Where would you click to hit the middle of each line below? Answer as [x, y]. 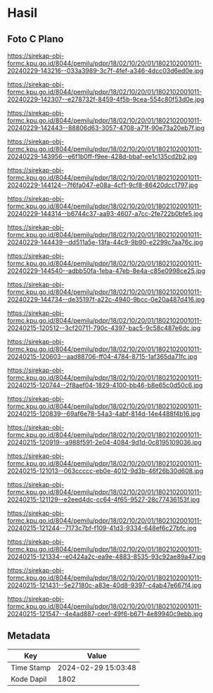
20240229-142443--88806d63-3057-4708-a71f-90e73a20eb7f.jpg [106, 128]
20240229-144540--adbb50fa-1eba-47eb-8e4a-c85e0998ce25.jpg [106, 271]
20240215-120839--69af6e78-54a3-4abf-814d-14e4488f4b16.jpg [104, 414]
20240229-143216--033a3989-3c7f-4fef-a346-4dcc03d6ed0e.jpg [105, 71]
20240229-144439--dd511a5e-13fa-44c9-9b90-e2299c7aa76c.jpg [105, 242]
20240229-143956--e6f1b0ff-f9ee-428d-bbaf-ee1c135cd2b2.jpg [102, 157]
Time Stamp [31, 668]
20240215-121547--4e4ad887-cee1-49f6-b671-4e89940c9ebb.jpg [105, 614]
